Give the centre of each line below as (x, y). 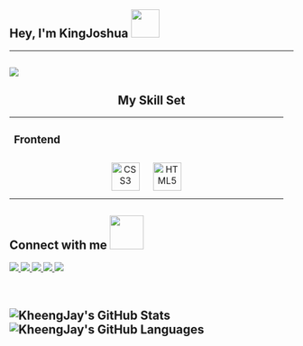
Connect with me (59, 246)
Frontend (37, 140)
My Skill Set (151, 100)
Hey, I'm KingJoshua (69, 34)
